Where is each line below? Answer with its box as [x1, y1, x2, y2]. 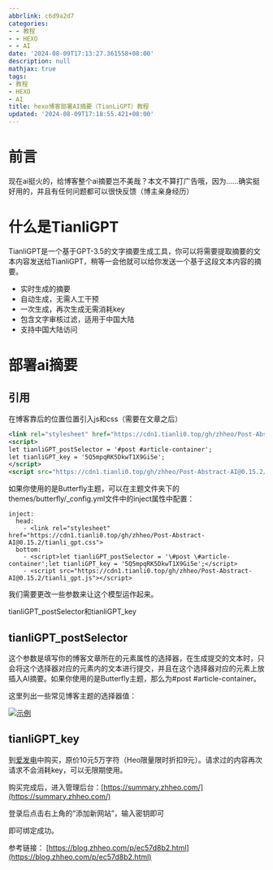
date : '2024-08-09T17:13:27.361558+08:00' [8, 50, 154, 58]
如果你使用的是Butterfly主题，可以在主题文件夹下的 [8, 484, 180, 494]
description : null [8, 58, 71, 66]
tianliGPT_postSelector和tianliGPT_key [8, 607, 136, 616]
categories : [8, 20, 49, 28]
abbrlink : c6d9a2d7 [8, 11, 75, 20]
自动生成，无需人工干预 [19, 294, 99, 303]
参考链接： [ [8, 842, 50, 852]
